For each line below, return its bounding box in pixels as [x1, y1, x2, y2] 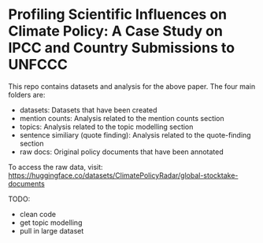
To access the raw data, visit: [8, 162, 104, 171]
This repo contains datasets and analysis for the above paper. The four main [8, 81, 256, 91]
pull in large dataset [19, 226, 84, 235]
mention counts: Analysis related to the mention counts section [19, 113, 224, 123]
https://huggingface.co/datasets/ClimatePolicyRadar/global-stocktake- [8, 171, 239, 180]
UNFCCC [8, 56, 69, 74]
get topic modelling [19, 218, 83, 227]
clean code [19, 209, 57, 219]
